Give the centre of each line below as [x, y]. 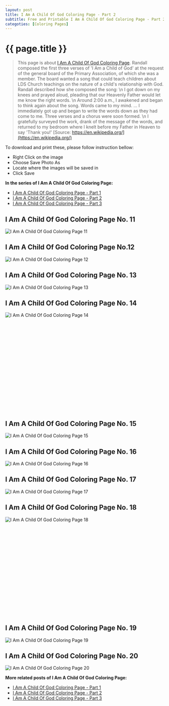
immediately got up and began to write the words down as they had [87, 111]
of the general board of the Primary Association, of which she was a [88, 74]
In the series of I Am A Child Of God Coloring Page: [59, 183]
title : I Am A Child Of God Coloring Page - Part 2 [60, 15]
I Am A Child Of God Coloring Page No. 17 [71, 480]
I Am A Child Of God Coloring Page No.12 [70, 247]
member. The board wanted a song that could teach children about [87, 79]
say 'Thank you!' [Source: [44, 132]
